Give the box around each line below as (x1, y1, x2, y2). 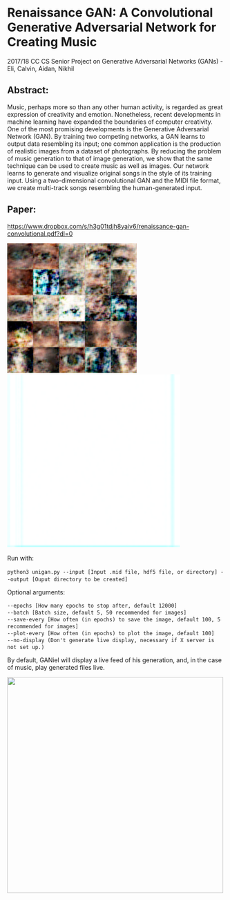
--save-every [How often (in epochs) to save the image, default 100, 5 (7, 616, 221, 623)
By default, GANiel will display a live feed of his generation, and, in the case (7, 655, 222, 664)
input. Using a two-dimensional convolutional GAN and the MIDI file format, (7, 176, 221, 185)
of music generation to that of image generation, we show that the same (7, 154, 213, 162)
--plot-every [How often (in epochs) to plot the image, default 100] (7, 630, 215, 637)
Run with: (7, 554, 35, 562)
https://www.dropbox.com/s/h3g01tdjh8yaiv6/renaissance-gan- (7, 222, 190, 230)
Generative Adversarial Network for (7, 19, 216, 35)
